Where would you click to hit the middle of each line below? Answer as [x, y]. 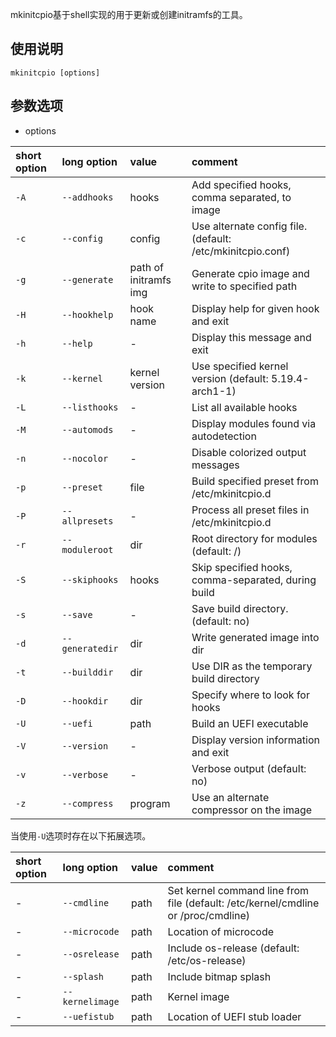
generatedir [90, 648]
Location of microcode [221, 931]
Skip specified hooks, [242, 567]
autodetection [224, 436]
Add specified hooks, [241, 185]
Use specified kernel [240, 366]
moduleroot [87, 549]
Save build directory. [240, 608]
